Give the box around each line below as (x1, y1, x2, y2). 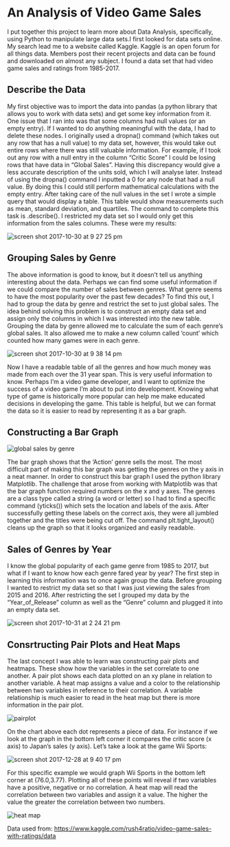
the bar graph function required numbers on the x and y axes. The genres (7, 487, 216, 495)
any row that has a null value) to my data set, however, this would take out (7, 139, 216, 147)
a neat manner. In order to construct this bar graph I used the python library (7, 473, 221, 481)
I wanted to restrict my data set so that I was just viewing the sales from (7, 584, 211, 592)
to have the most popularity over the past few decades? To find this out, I (7, 292, 214, 300)
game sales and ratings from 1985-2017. (7, 64, 120, 72)
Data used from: (7, 824, 53, 833)
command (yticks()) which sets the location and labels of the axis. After (7, 501, 209, 510)
